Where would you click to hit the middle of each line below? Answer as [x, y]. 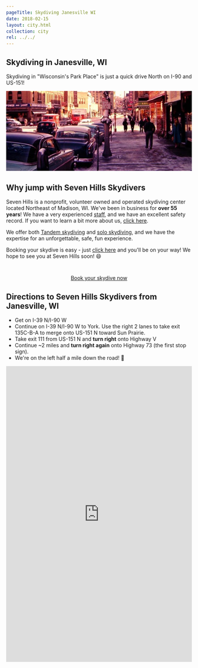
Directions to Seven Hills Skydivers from [82, 297]
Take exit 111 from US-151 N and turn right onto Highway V [85, 339]
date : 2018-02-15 [27, 19]
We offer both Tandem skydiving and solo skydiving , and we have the [90, 232]
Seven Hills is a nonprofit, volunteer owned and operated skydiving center [96, 202]
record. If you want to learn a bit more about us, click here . [77, 221]
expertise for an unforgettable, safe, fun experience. [70, 238]
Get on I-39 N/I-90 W [40, 320]
